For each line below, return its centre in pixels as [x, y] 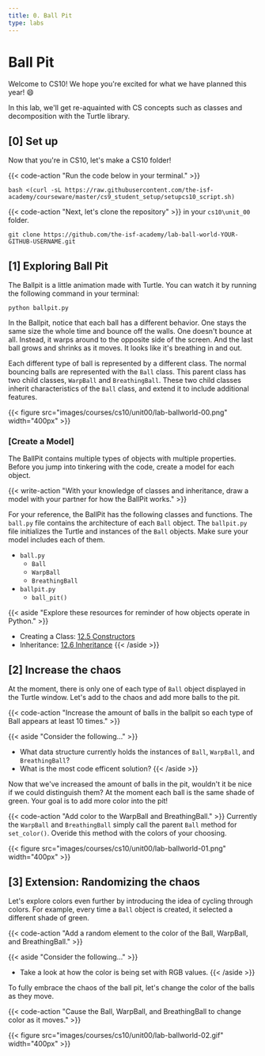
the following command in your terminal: [74, 293]
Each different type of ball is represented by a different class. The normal [127, 363]
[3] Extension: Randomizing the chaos [104, 882]
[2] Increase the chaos [65, 670]
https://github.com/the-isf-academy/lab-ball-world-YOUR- [141, 235]
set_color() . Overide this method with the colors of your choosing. [117, 833]
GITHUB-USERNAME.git [42, 242]
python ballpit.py [38, 308]
